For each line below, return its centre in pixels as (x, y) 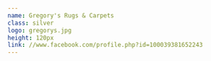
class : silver (31, 23)
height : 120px (31, 38)
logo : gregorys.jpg (40, 30)
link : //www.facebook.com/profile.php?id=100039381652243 (105, 45)
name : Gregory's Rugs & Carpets (61, 15)
